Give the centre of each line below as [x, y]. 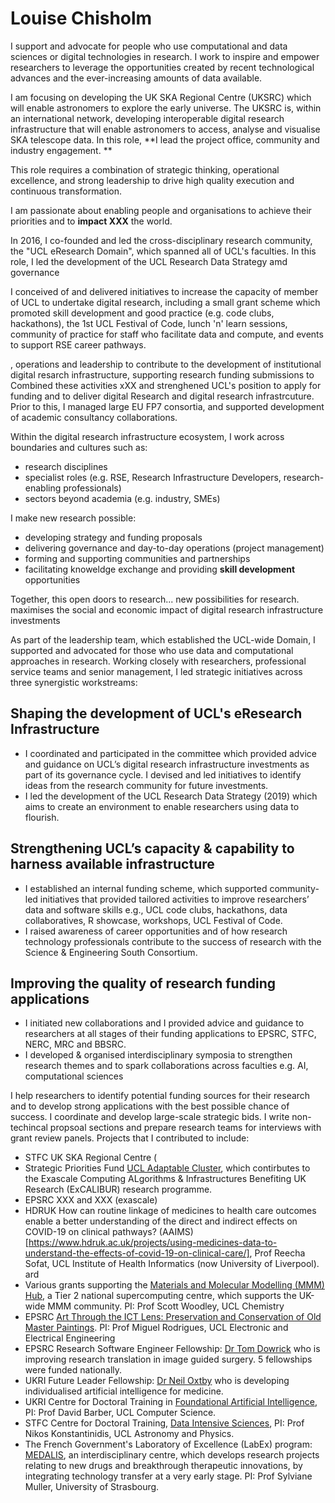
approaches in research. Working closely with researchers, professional [158, 661]
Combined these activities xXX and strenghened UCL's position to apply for [166, 385]
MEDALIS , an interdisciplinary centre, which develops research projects [172, 1455]
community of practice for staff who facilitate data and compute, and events [167, 334]
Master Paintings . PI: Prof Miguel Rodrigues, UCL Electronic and [156, 1328]
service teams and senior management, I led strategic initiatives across [156, 671]
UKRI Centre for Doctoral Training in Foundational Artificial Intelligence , [171, 1402]
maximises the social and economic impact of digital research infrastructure [167, 609]
